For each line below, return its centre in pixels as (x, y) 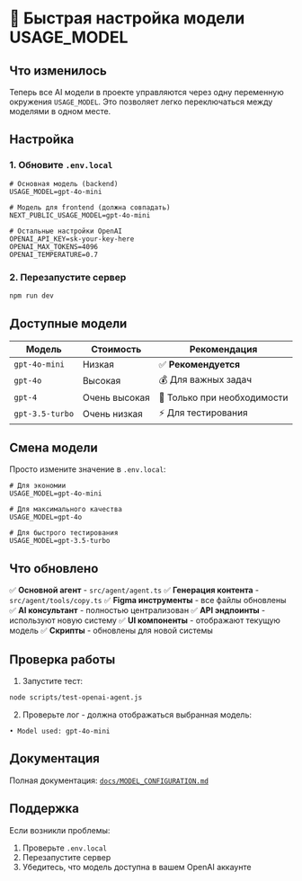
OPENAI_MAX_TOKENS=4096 (54, 246)
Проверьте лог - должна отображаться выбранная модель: (137, 715)
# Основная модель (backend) (64, 183)
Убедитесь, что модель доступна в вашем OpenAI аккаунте (137, 867)
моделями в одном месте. (60, 111)
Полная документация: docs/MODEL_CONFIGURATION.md (109, 780)
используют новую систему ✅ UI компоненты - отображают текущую (145, 620)
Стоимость (116, 349)
